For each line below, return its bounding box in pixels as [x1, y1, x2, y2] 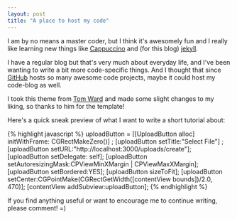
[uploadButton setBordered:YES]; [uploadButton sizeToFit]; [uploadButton [7, 167, 223, 176]
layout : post [7, 10, 46, 18]
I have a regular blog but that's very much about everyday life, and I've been [7, 58, 231, 66]
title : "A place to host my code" [7, 17, 110, 24]
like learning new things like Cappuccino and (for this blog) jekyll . [7, 44, 199, 53]
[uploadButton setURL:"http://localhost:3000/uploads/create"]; [7, 144, 192, 153]
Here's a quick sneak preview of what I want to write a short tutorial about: [7, 115, 226, 124]
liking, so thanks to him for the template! [7, 102, 125, 110]
